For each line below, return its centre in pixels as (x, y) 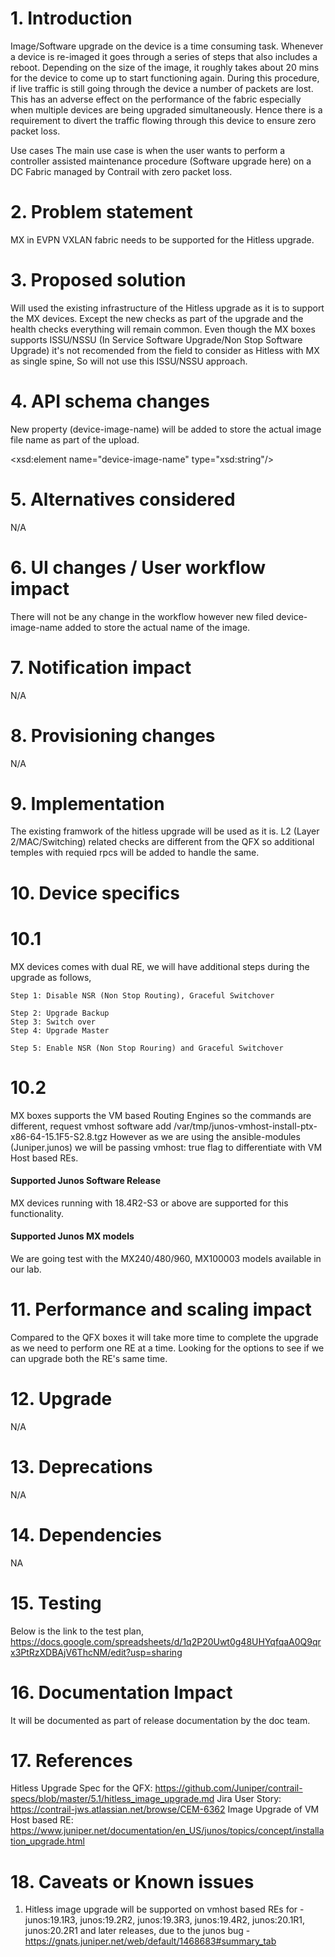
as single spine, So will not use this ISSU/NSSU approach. (129, 361)
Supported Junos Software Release (86, 1181)
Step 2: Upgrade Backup (60, 1013)
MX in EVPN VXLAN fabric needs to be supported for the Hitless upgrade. (162, 239)
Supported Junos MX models (72, 1236)
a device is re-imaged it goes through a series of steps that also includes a (164, 56)
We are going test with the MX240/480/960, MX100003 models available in (166, 1258)
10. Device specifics (95, 893)
